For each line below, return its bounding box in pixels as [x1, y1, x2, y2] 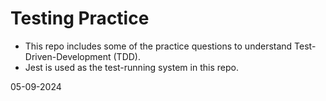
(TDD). [113, 50, 141, 62]
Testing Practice [10, 7, 150, 30]
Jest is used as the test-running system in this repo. [24, 61, 239, 73]
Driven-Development [24, 50, 112, 62]
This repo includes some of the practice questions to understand [24, 40, 293, 52]
